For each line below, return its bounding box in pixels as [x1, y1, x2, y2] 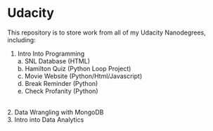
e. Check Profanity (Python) [17, 87, 98, 95]
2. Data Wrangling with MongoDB [7, 108, 104, 116]
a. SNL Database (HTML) [17, 56, 90, 65]
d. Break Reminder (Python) [17, 79, 98, 87]
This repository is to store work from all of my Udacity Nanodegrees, [7, 28, 206, 37]
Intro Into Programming [17, 49, 85, 58]
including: [7, 35, 37, 44]
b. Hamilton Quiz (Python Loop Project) [17, 64, 131, 73]
